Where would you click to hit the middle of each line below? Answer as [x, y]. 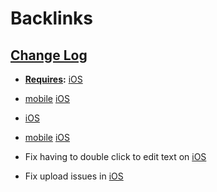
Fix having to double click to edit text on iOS [115, 156]
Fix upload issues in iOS [74, 176]
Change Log [49, 55]
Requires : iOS [53, 79]
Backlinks [52, 18]
